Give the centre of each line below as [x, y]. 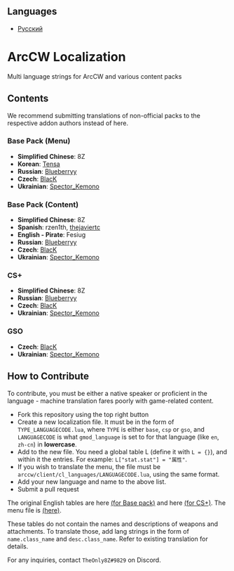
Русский [30, 28]
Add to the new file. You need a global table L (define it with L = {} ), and [122, 451]
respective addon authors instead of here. [68, 123]
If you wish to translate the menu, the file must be [89, 466]
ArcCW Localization [67, 57]
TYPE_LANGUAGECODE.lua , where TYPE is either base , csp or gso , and [111, 429]
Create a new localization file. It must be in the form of [96, 422]
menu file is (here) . [34, 510]
